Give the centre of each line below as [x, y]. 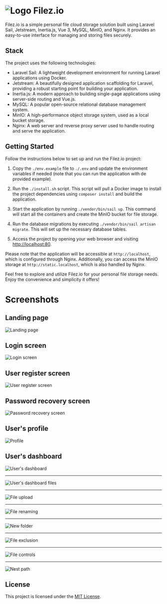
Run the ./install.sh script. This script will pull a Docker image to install [87, 188]
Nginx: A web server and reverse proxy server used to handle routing [83, 125]
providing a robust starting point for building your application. [75, 88]
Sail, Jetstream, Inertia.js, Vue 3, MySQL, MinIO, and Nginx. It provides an [80, 29]
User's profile [27, 429]
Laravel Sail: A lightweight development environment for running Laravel [86, 72]
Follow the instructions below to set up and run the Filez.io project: [73, 158]
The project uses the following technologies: [51, 63]
